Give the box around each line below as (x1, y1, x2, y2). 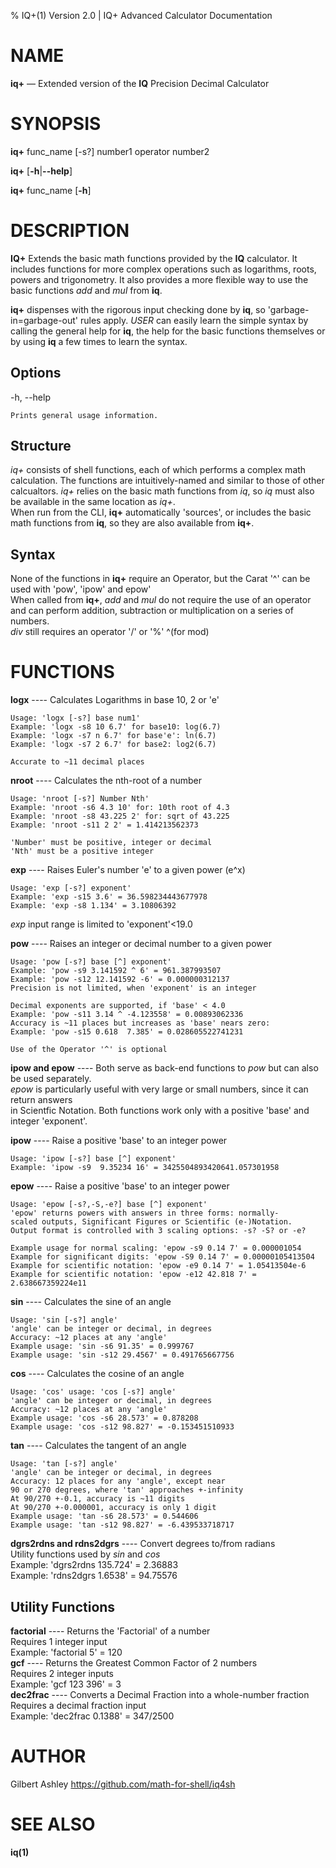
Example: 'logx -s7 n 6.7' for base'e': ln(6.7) (10, 731, 217, 741)
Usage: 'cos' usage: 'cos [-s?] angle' (10, 1387, 177, 1397)
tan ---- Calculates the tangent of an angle (10, 1440, 187, 1452)
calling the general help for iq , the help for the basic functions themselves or (10, 325, 326, 337)
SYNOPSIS (10, 113, 102, 135)
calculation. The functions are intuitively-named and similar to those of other (10, 475, 325, 487)
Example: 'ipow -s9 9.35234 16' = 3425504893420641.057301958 (10, 1163, 280, 1173)
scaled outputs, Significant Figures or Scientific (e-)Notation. (10, 1217, 293, 1227)
